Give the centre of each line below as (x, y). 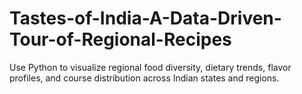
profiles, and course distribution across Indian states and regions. (144, 78)
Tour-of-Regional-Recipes (120, 39)
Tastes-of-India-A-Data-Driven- (145, 18)
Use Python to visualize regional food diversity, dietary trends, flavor (150, 67)
